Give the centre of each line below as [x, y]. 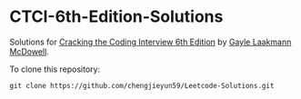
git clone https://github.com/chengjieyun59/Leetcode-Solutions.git [142, 85]
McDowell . [30, 51]
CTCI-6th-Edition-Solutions [116, 17]
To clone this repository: [55, 69]
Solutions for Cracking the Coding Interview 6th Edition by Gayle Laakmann [150, 42]
